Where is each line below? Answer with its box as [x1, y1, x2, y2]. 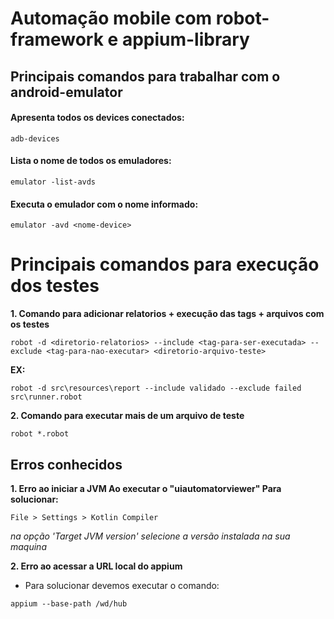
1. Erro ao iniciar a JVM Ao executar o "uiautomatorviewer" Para [10, 482, 282, 494]
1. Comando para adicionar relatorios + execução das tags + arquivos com [10, 308, 325, 320]
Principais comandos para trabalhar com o [10, 68, 281, 85]
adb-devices [10, 133, 60, 144]
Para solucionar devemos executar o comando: [24, 579, 220, 591]
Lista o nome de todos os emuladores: [10, 155, 172, 167]
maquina [10, 540, 47, 552]
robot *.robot [10, 429, 70, 439]
